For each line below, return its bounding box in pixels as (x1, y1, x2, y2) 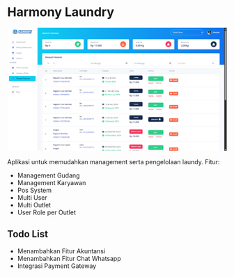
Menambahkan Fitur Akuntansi (17, 246, 106, 255)
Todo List (7, 228, 49, 240)
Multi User (17, 193, 47, 202)
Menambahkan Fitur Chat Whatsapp (17, 254, 121, 262)
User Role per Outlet (17, 208, 77, 216)
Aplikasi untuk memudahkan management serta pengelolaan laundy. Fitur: (7, 157, 220, 166)
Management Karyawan (17, 178, 86, 187)
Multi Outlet (17, 200, 51, 209)
